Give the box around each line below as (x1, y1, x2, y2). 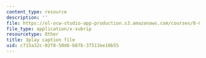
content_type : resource (6, 8, 67, 15)
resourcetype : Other (6, 31, 59, 37)
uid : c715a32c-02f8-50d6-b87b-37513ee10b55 (6, 43, 120, 49)
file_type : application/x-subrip (6, 25, 92, 32)
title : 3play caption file (6, 37, 75, 43)
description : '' (6, 14, 48, 21)
